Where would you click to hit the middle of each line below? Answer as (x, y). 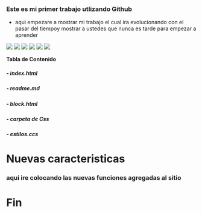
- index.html (22, 73)
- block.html (22, 103)
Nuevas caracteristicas (66, 159)
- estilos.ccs (22, 134)
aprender (26, 35)
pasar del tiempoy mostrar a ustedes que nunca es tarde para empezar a (106, 28)
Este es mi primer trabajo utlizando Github (69, 9)
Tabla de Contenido (31, 59)
